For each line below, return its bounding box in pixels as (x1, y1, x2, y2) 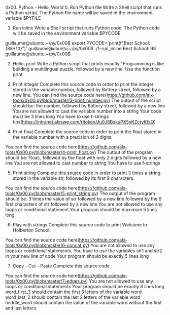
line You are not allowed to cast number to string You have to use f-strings (5, 160, 161, 166)
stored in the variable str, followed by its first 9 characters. (12, 175, 135, 181)
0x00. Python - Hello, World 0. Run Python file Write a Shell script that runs (5, 5, 162, 10)
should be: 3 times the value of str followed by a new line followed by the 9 (5, 196, 162, 202)
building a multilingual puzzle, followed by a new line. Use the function (12, 66, 160, 72)
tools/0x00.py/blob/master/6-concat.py (5, 243, 88, 248)
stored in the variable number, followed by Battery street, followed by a (12, 87, 161, 93)
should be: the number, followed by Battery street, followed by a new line (12, 103, 165, 108)
